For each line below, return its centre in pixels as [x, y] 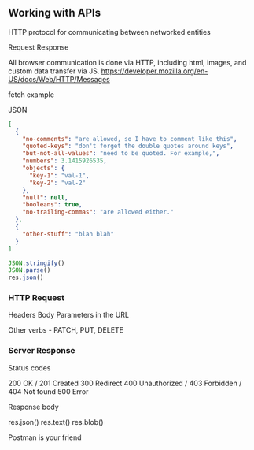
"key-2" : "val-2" [57, 183]
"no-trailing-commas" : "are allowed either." [98, 212]
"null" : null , [45, 197]
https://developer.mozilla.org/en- [155, 71]
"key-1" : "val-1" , [59, 175]
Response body [33, 407]
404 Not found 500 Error [48, 391]
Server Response [42, 351]
